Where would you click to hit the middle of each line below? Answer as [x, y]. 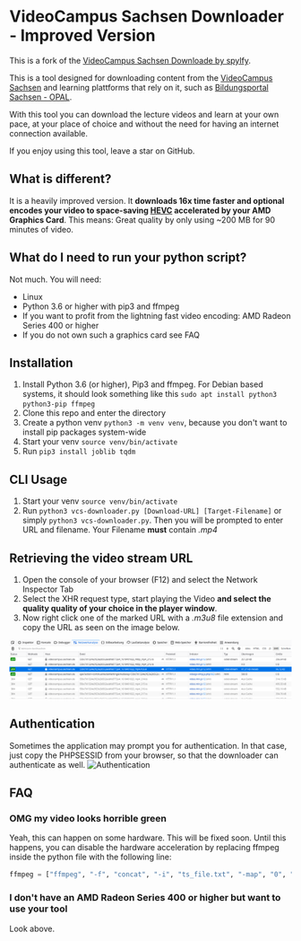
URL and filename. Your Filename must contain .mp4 [120, 530]
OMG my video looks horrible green [88, 818]
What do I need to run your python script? [128, 258]
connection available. [48, 133]
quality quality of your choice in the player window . [120, 608]
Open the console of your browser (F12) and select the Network [140, 580]
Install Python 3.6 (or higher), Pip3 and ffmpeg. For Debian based [142, 384]
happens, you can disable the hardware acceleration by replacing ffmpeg [144, 848]
